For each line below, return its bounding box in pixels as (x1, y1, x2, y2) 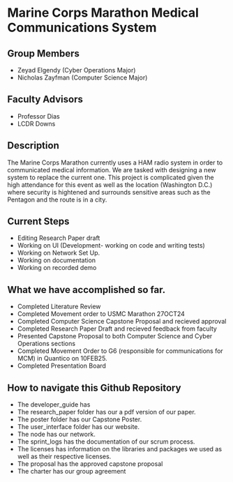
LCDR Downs (17, 119, 56, 128)
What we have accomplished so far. (7, 284, 166, 296)
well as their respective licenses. (17, 452, 112, 461)
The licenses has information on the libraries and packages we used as (17, 445, 222, 453)
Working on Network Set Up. (17, 249, 100, 257)
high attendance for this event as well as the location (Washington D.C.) (7, 180, 213, 189)
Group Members (7, 47, 80, 59)
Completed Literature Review (17, 302, 101, 311)
